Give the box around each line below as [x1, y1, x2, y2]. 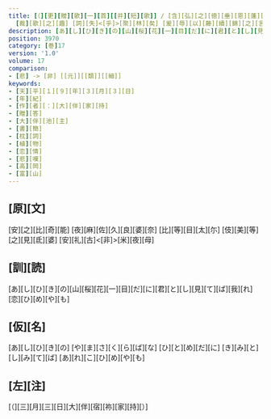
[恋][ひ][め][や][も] [8, 294, 70, 303]
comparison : [8, 65, 48, 73]
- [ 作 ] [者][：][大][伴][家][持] [8, 102, 109, 110]
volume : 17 [8, 57, 45, 66]
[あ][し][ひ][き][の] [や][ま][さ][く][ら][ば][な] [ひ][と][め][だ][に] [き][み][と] [8, 343, 260, 353]
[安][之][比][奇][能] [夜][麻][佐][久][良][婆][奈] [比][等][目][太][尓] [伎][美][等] [8, 224, 260, 235]
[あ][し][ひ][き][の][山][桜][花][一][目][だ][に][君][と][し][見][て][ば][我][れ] [8, 284, 253, 294]
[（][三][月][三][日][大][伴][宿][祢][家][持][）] [8, 402, 148, 412]
